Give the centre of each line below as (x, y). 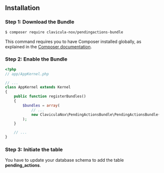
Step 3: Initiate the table (34, 150)
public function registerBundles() (50, 97)
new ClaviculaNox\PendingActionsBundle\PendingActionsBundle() (97, 114)
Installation (22, 8)
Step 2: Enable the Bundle (36, 59)
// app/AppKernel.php (27, 74)
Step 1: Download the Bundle (40, 22)
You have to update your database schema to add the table (64, 160)
